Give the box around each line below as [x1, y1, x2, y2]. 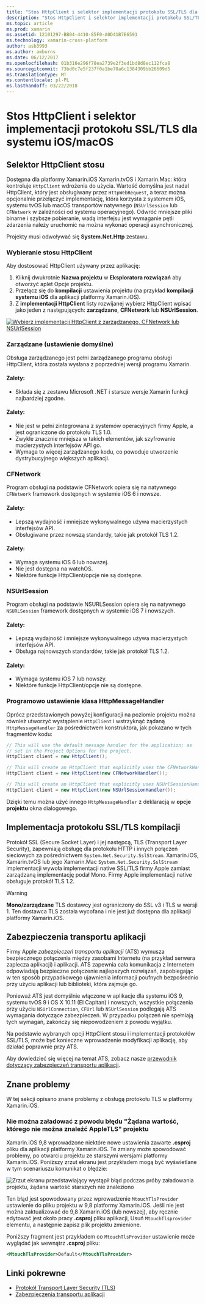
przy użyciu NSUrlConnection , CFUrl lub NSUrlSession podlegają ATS [6, 1005, 176, 1012]
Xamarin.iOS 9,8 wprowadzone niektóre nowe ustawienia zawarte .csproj [6, 1138, 191, 1146]
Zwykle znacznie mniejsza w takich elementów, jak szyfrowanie [15, 435, 176, 442]
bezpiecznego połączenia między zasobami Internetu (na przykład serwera [6, 954, 195, 962]
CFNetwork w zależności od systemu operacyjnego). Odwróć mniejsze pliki [6, 208, 193, 215]
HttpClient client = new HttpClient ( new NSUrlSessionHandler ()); [6, 787, 176, 793]
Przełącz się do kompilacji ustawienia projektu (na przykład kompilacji [15, 287, 194, 294]
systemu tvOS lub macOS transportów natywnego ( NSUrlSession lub [6, 202, 178, 208]
